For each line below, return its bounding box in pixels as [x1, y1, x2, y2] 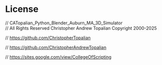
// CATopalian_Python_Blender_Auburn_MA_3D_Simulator [5, 20, 123, 26]
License [5, 3, 39, 15]
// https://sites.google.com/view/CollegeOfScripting [5, 54, 112, 60]
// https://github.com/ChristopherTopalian [5, 35, 91, 41]
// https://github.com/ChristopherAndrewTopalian [5, 44, 107, 50]
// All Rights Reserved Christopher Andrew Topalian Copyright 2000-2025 [5, 25, 157, 31]
